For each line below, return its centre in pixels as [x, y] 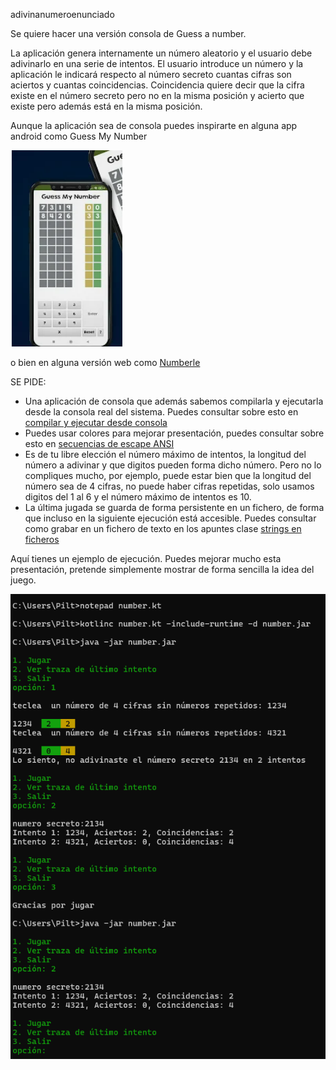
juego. [23, 580]
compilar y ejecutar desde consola [96, 422]
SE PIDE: [28, 382]
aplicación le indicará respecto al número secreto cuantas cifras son [151, 74]
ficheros [42, 539]
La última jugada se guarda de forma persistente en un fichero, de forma [174, 507]
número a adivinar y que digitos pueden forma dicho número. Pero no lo [173, 465]
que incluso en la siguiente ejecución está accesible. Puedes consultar [170, 518]
